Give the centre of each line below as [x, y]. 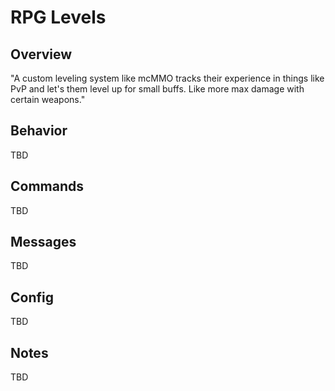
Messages [43, 242]
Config [32, 297]
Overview [41, 54]
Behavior [39, 131]
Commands [47, 186]
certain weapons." [48, 99]
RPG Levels [58, 17]
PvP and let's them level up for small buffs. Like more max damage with [157, 89]
